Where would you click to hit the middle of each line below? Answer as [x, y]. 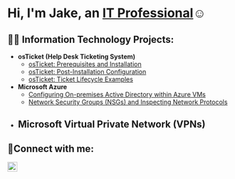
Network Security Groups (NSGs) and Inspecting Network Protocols [128, 102]
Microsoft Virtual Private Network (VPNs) [111, 124]
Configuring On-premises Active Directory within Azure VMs [117, 94]
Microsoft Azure [42, 87]
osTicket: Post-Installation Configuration [87, 72]
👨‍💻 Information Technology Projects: [91, 40]
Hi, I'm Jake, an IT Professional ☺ [107, 13]
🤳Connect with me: [51, 149]
